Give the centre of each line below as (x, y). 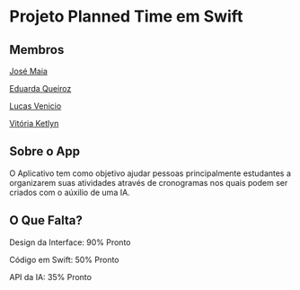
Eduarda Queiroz (40, 88)
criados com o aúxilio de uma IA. (70, 192)
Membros (37, 50)
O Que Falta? (46, 220)
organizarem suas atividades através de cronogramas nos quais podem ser (149, 182)
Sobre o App (45, 151)
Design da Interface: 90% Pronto (70, 242)
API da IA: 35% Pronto (51, 277)
